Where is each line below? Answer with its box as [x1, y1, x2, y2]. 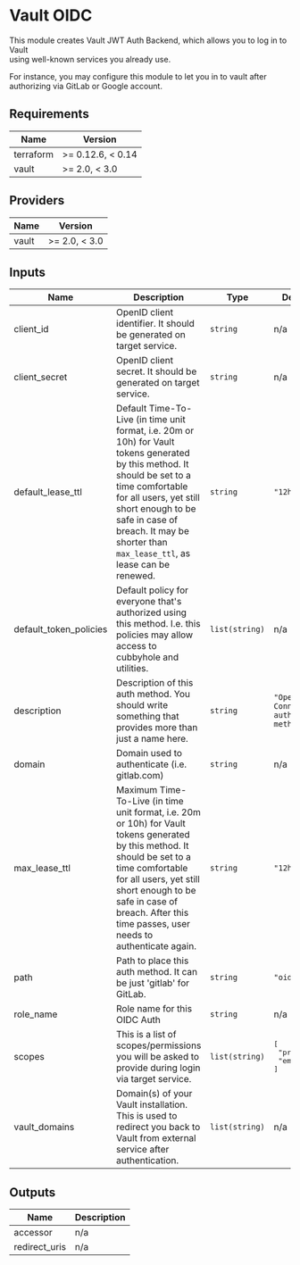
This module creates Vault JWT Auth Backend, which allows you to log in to [9, 35, 287, 46]
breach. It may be [115, 525, 189, 537]
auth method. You [115, 688, 190, 701]
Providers [9, 193, 65, 208]
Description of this [115, 677, 194, 689]
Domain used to [115, 747, 183, 760]
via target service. [115, 1073, 192, 1086]
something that [115, 711, 179, 723]
